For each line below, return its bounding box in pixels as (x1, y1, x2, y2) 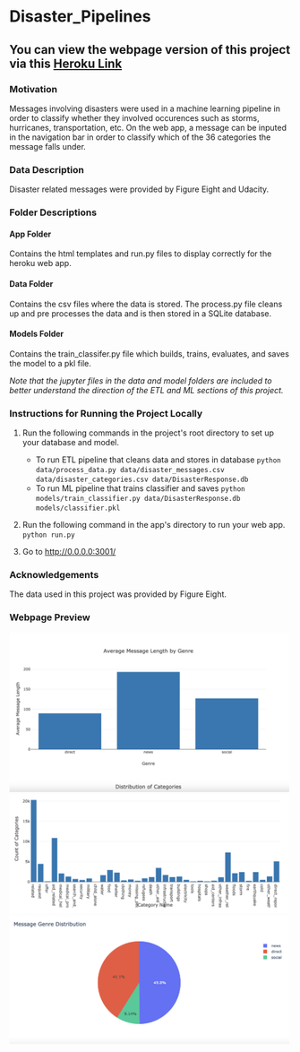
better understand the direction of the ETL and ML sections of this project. (9, 384, 284, 395)
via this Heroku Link (9, 56, 123, 71)
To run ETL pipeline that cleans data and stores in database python (35, 454, 282, 465)
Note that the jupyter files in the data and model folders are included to (9, 375, 272, 386)
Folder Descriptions (9, 206, 97, 219)
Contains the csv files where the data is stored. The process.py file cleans (9, 298, 283, 309)
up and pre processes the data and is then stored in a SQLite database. (9, 307, 271, 319)
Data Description (9, 163, 85, 176)
